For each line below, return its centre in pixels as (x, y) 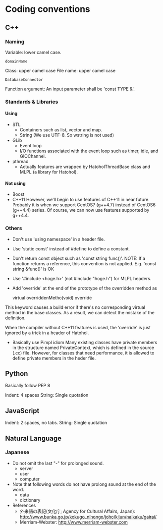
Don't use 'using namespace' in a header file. (58, 239)
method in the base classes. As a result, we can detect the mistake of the (80, 312)
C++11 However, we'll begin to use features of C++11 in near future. (81, 200)
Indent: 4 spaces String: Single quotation (47, 395)
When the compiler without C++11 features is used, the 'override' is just (78, 327)
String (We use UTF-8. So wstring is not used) (67, 135)
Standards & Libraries (32, 102)
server (26, 468)
